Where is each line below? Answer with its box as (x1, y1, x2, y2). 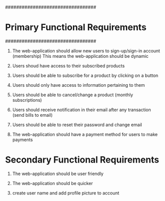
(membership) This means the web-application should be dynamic (12, 53, 149, 59)
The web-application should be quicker (12, 180, 93, 186)
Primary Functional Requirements (5, 22, 147, 33)
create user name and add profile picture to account (12, 190, 119, 196)
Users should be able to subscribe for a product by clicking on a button (12, 72, 159, 78)
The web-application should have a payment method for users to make (12, 131, 158, 137)
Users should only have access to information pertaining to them (12, 82, 145, 88)
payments (12, 137, 33, 143)
